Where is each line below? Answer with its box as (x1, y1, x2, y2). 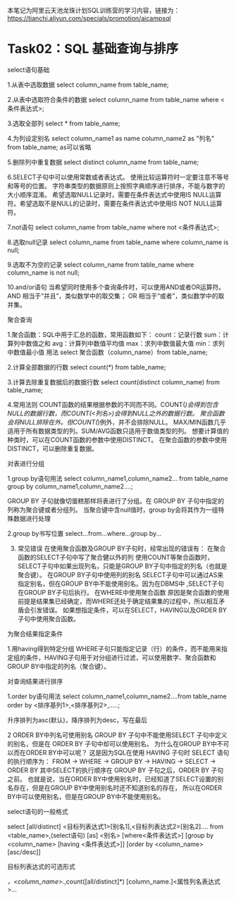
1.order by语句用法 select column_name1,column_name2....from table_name (7, 692, 227, 700)
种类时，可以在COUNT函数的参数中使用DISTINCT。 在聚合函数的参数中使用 (7, 435, 228, 444)
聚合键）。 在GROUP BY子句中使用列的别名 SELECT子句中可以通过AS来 (17, 570, 224, 579)
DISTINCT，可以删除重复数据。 (7, 444, 99, 453)
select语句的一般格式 (7, 807, 68, 815)
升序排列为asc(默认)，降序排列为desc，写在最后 (7, 715, 148, 724)
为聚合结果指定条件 (7, 629, 63, 638)
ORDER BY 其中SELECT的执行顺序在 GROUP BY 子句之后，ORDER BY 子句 (7, 766, 224, 774)
